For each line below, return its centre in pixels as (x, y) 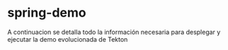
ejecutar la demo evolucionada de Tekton (68, 39)
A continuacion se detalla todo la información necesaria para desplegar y (114, 32)
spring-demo (47, 13)
